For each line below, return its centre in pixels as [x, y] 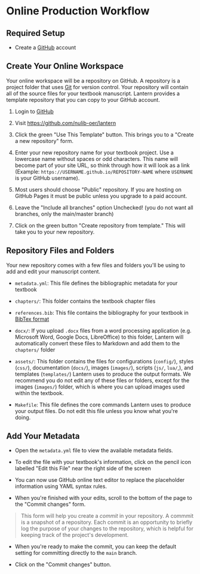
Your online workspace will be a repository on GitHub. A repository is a [93, 81]
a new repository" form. [44, 141]
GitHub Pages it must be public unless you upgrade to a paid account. [101, 196]
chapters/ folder [35, 350]
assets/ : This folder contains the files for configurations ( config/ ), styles [104, 361]
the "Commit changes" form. [50, 505]
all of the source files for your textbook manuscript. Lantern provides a [93, 93]
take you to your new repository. [55, 232]
